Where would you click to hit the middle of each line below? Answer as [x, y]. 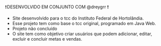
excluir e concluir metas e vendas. [47, 39]
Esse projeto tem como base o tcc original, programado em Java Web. [84, 23]
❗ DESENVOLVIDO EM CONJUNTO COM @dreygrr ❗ [57, 7]
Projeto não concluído [35, 29]
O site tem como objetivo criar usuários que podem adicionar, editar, [82, 34]
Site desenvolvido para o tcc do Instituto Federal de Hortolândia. [78, 18]
